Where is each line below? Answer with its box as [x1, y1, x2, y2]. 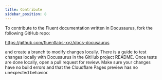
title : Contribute [5, 7, 42, 12]
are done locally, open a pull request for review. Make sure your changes [5, 59, 151, 65]
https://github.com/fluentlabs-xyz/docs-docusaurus [5, 39, 109, 45]
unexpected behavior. [5, 69, 49, 75]
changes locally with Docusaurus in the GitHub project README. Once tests [5, 54, 157, 60]
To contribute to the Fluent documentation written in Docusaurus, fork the [5, 25, 153, 31]
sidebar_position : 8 [5, 12, 47, 16]
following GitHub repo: [5, 30, 50, 36]
